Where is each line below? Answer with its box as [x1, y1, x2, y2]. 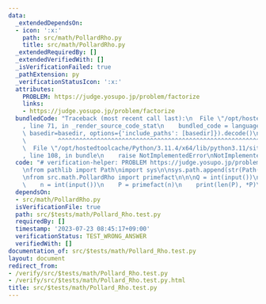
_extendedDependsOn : [15, 19, 83, 27]
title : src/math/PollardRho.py [22, 41, 126, 49]
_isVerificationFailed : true [15, 63, 112, 71]
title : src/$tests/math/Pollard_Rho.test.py [8, 284, 158, 292]
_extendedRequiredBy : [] [15, 48, 97, 56]
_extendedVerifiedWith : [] [15, 56, 104, 64]
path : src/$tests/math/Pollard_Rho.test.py [15, 211, 161, 218]
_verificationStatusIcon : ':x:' [15, 78, 123, 85]
